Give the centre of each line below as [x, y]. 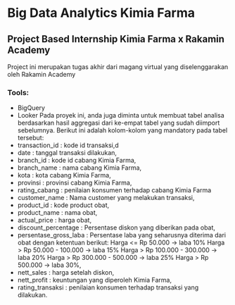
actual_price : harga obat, [55, 220]
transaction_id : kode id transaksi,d [68, 145]
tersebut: [31, 138]
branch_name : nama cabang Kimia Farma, [80, 168]
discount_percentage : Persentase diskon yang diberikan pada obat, [116, 228]
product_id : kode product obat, [63, 205]
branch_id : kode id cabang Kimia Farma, [77, 161]
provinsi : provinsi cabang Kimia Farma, [75, 183]
